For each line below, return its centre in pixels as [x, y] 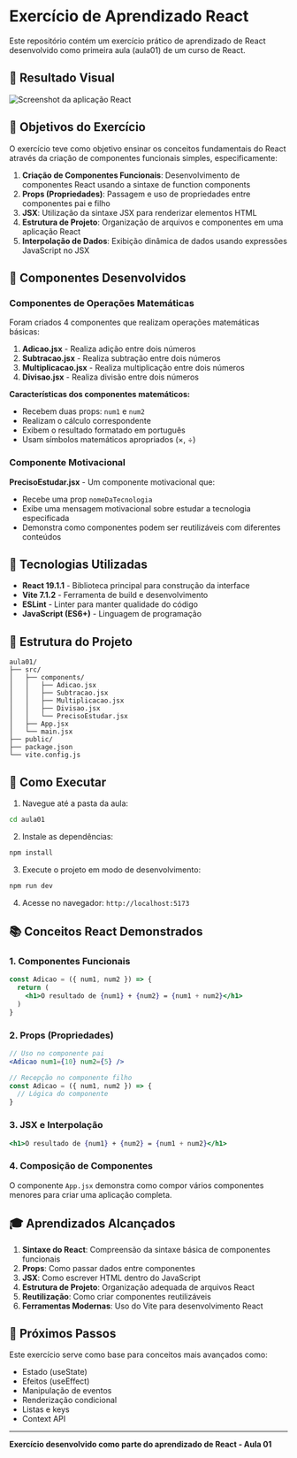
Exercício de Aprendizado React [129, 16]
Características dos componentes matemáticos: [99, 395]
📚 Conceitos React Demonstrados [106, 932]
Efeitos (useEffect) [56, 1381]
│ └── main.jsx [41, 732]
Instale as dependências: [67, 836]
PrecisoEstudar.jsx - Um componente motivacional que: [112, 482]
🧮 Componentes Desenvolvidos [98, 277]
